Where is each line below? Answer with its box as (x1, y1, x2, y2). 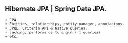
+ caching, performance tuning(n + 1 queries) (5, 30, 101, 35)
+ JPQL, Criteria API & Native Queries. (5, 26, 88, 31)
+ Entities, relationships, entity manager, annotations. (5, 21, 125, 26)
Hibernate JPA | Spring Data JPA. (5, 5, 107, 13)
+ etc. (5, 34, 18, 39)
